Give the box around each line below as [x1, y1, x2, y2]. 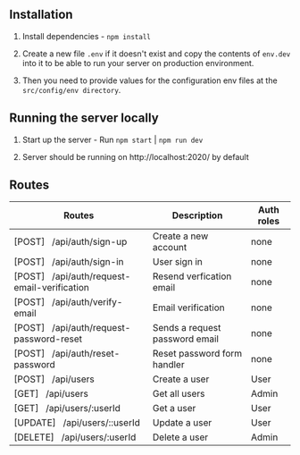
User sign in [152, 256, 203, 268]
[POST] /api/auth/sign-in [13, 256, 124, 268]
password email [152, 333, 219, 345]
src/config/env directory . [21, 84, 121, 95]
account [152, 241, 187, 254]
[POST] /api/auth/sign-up [13, 236, 128, 249]
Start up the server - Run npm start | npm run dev [21, 134, 204, 145]
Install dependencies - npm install [21, 30, 152, 41]
